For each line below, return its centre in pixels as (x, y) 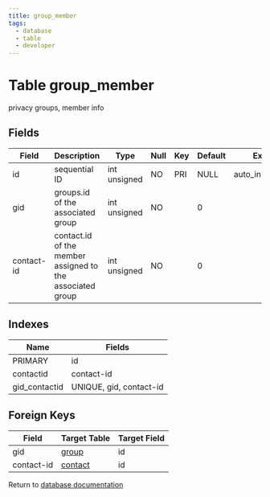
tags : (17, 23)
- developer (36, 46)
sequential (74, 169)
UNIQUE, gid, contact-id (117, 387)
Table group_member (81, 86)
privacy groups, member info (56, 108)
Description (77, 155)
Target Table (86, 437)
